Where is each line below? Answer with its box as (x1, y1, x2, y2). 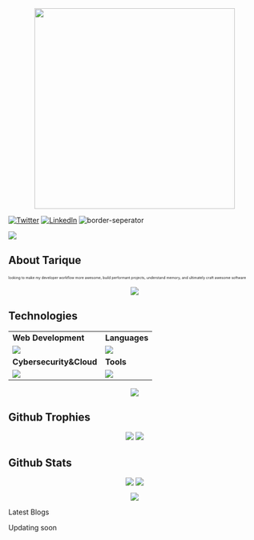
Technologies (8, 309, 79, 323)
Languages (105, 332, 149, 343)
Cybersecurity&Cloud (12, 356, 98, 367)
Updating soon (8, 523, 58, 533)
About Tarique (8, 254, 82, 267)
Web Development (12, 332, 85, 343)
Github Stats (8, 456, 72, 469)
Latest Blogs (8, 507, 50, 517)
